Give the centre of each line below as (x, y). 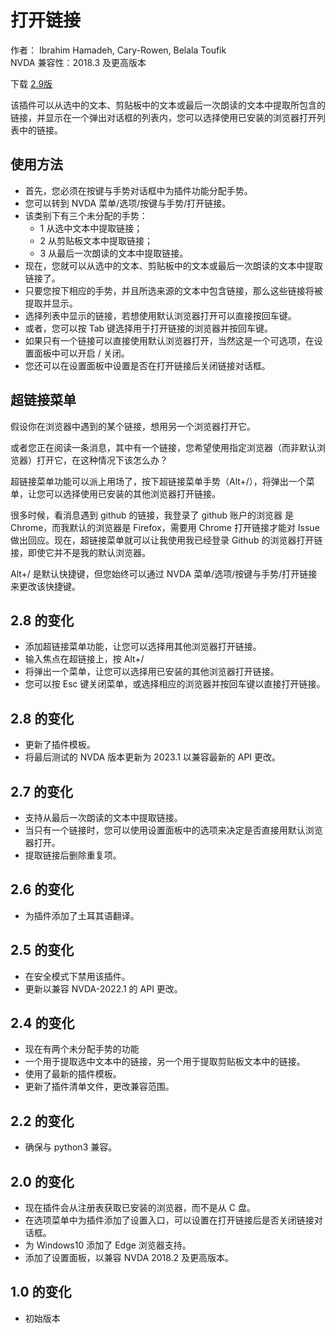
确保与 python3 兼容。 (71, 1147)
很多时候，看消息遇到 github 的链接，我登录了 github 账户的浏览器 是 (152, 515)
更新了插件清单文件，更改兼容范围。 (99, 1087)
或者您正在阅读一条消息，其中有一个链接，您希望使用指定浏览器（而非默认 (163, 447)
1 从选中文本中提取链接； (91, 228)
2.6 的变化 (42, 889)
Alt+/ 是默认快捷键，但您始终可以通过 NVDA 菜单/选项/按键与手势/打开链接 (164, 573)
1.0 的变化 (41, 1292)
